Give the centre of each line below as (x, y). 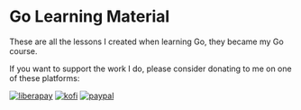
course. (23, 50)
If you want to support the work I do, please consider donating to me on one (150, 69)
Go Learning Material (90, 17)
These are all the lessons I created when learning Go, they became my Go (146, 41)
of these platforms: (45, 78)
